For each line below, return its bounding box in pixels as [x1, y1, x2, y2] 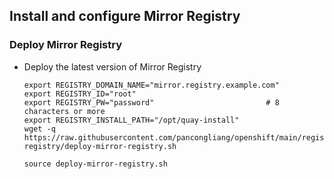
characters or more [23, 106, 106, 116]
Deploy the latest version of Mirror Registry [23, 60, 202, 73]
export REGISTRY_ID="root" [23, 89, 137, 99]
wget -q [23, 124, 56, 134]
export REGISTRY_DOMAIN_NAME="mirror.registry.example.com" [23, 80, 280, 90]
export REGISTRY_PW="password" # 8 [23, 97, 280, 108]
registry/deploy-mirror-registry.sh [23, 141, 177, 151]
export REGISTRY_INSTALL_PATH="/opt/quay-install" [23, 115, 240, 125]
